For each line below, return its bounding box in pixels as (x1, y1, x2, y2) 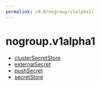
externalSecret (14, 60, 51, 67)
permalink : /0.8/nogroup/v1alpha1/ (5, 8, 94, 15)
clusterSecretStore (14, 54, 61, 62)
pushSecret (14, 67, 43, 74)
